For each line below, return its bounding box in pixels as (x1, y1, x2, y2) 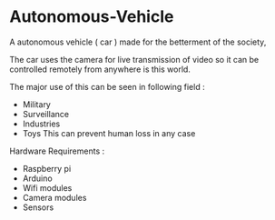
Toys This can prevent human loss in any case (22, 127, 196, 138)
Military (22, 98, 52, 110)
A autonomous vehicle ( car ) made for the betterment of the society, (9, 36, 267, 47)
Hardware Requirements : (9, 145, 105, 156)
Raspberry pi (22, 163, 72, 174)
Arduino (22, 173, 53, 184)
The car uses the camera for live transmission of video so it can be (9, 54, 260, 65)
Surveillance (22, 108, 70, 119)
